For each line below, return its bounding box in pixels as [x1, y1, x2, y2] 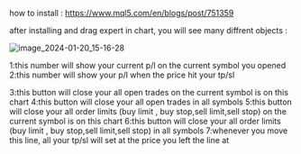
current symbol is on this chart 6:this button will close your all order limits [9, 116, 281, 126]
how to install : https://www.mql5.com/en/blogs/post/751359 [9, 8, 234, 18]
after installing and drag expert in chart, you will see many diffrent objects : [9, 25, 288, 35]
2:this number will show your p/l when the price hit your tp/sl [9, 69, 235, 80]
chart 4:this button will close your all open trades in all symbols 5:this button [9, 96, 293, 107]
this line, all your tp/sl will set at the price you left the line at [9, 135, 230, 145]
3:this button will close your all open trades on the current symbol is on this [9, 87, 288, 97]
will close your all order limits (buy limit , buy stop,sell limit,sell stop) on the [9, 106, 287, 116]
